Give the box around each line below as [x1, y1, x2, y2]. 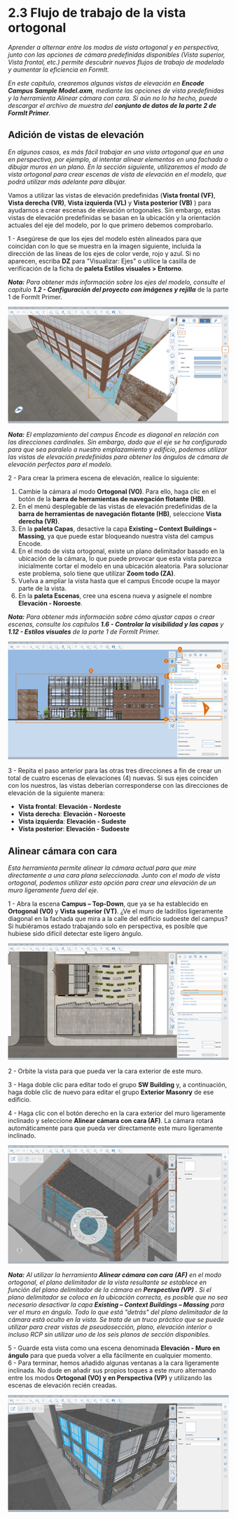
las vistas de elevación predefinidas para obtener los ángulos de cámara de [8, 453, 229, 461]
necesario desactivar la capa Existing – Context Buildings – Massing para [8, 1300, 225, 1309]
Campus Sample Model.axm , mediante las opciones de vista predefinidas [8, 86, 225, 95]
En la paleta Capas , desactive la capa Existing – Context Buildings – [18, 524, 216, 533]
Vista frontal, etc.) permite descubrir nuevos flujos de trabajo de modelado [8, 57, 225, 66]
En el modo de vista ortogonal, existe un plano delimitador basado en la [18, 547, 225, 555]
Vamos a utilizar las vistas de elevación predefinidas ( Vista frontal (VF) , [8, 191, 216, 199]
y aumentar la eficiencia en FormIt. [8, 65, 109, 74]
